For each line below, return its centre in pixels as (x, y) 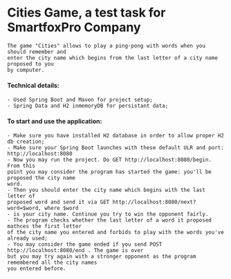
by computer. (26, 70)
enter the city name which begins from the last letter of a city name (112, 58)
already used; (28, 239)
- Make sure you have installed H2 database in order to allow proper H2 (116, 136)
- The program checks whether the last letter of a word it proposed (110, 220)
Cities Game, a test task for (86, 13)
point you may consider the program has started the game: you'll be (110, 172)
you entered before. (37, 269)
